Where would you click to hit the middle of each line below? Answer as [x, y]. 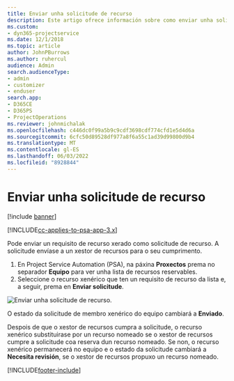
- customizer [26, 85]
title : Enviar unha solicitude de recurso [70, 14]
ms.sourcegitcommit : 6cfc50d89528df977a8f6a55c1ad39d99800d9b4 [101, 137]
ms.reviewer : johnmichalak [46, 124]
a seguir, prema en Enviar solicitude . [70, 286]
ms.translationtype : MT [42, 143]
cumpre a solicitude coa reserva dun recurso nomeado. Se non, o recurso [113, 341]
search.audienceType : [39, 72]
